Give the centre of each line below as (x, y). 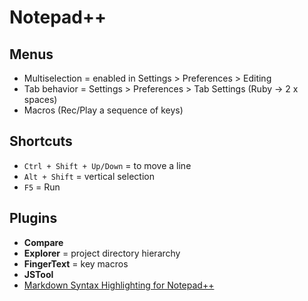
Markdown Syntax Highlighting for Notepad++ (119, 285)
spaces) (40, 99)
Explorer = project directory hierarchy (102, 253)
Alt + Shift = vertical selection (89, 176)
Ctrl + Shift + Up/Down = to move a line (107, 165)
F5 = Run (42, 187)
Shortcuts (41, 141)
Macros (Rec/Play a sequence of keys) (103, 110)
